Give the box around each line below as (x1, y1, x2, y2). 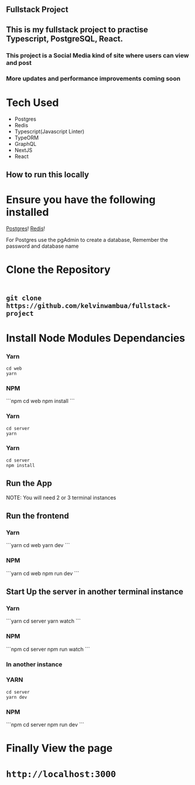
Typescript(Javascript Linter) (14, 128, 85, 135)
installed (6, 206, 49, 219)
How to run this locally (6, 169, 89, 179)
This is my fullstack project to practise (6, 25, 148, 35)
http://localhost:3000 (6, 769, 116, 780)
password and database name (6, 243, 79, 250)
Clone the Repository (6, 263, 111, 277)
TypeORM (14, 134, 39, 141)
